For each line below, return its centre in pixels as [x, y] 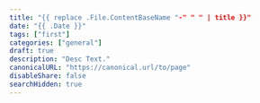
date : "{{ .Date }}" [48, 26]
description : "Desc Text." [60, 59]
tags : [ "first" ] [40, 34]
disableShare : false [48, 76]
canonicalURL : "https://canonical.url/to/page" [100, 68]
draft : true [31, 51]
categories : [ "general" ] [56, 43]
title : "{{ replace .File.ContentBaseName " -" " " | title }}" [130, 17]
